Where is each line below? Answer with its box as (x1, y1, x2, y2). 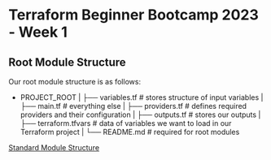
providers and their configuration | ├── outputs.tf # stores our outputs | (20, 110, 261, 119)
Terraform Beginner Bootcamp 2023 (8, 6, 259, 24)
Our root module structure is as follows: (8, 77, 141, 86)
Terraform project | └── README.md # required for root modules (20, 128, 240, 136)
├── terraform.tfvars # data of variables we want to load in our (20, 119, 232, 128)
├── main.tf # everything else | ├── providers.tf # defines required (20, 102, 247, 110)
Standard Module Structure (8, 143, 100, 152)
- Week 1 (8, 23, 68, 41)
